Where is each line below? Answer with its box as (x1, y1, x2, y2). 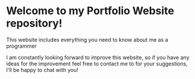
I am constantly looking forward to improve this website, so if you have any (6, 54, 190, 61)
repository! (6, 17, 62, 30)
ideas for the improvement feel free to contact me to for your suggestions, (6, 60, 188, 67)
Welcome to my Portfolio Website (6, 4, 174, 18)
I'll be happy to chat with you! (6, 66, 78, 73)
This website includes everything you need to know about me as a (6, 36, 168, 43)
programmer (6, 42, 37, 50)
